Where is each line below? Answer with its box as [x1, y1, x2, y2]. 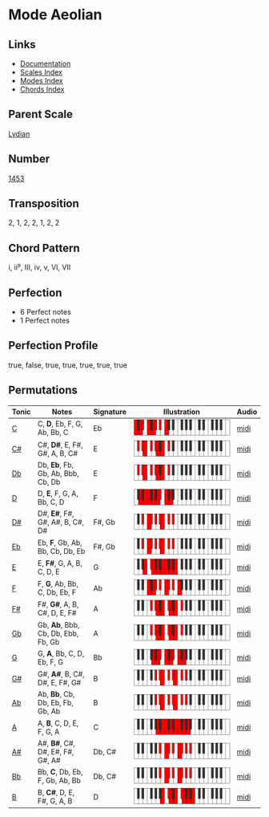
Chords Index [19, 84, 65, 94]
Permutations [8, 384, 78, 397]
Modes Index [19, 76, 63, 85]
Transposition [8, 197, 80, 210]
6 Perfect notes [19, 307, 72, 317]
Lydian [8, 128, 30, 138]
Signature [93, 407, 126, 417]
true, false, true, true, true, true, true [8, 360, 128, 370]
